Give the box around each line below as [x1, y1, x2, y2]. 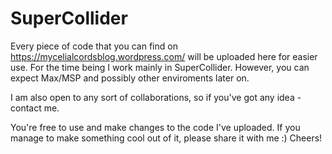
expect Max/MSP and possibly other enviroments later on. [10, 72, 250, 84]
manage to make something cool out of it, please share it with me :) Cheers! [10, 132, 323, 144]
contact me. [10, 102, 60, 114]
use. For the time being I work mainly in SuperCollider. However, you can [10, 61, 310, 73]
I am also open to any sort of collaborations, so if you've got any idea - [10, 91, 302, 103]
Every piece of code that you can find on [10, 40, 178, 52]
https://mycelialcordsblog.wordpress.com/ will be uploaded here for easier [10, 50, 318, 62]
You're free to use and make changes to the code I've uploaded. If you [10, 121, 301, 133]
